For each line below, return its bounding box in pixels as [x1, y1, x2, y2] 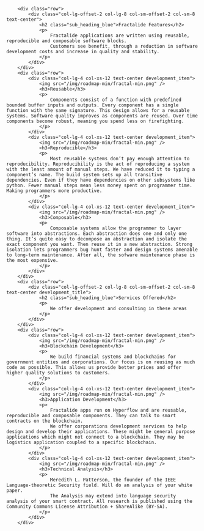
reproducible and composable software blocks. [6, 38, 127, 44]
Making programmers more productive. [6, 188, 103, 194]
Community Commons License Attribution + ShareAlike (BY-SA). [6, 503, 168, 510]
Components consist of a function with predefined [49, 97, 182, 103]
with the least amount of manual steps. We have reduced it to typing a [6, 166, 195, 173]
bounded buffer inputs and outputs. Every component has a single [6, 102, 179, 108]
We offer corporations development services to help [49, 423, 188, 429]
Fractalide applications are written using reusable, [49, 32, 190, 39]
